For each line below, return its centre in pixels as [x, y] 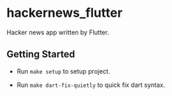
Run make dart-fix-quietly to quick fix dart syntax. [91, 85]
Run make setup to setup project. [63, 71]
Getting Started [41, 54]
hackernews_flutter [65, 13]
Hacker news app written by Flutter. [58, 32]
